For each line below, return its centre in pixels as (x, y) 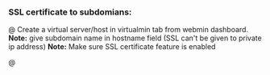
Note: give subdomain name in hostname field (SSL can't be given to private (135, 38)
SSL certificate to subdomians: (70, 12)
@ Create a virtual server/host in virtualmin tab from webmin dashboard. (128, 30)
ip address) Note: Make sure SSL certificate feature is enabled (112, 47)
